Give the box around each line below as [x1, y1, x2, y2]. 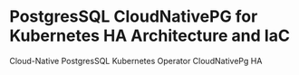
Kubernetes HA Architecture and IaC [9, 25, 290, 46]
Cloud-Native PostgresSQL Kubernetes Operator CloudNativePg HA [9, 55, 263, 66]
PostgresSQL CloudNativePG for [9, 6, 258, 27]
